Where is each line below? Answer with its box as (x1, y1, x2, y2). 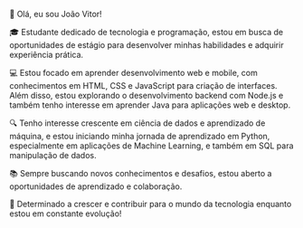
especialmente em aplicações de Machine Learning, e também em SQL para (9, 140, 294, 151)
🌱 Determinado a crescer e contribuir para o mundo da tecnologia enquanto (9, 199, 292, 209)
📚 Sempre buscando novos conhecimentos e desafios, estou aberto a (9, 168, 272, 178)
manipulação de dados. (9, 150, 97, 160)
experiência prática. (9, 50, 84, 60)
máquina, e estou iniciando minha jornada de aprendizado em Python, (9, 131, 270, 141)
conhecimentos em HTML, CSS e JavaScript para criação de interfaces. (9, 81, 278, 90)
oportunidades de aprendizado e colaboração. (9, 181, 183, 192)
